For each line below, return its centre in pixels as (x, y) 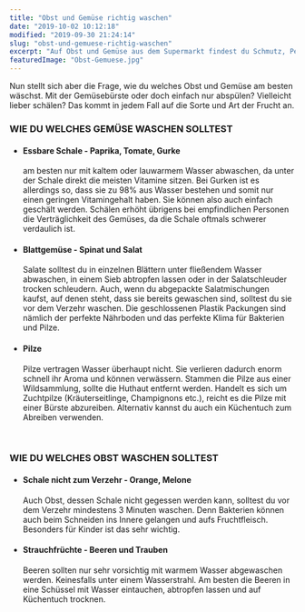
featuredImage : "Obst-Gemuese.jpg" (77, 60)
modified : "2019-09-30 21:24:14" (73, 35)
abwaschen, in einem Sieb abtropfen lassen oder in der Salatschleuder (155, 279)
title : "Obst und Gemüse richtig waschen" (91, 18)
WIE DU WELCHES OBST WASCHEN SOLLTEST (114, 458)
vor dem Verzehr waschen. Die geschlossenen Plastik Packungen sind (154, 308)
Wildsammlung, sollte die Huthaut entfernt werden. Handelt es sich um (155, 388)
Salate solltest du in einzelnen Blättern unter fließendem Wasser (142, 270)
